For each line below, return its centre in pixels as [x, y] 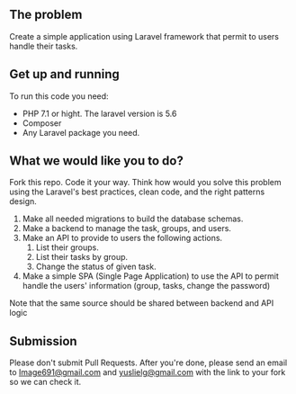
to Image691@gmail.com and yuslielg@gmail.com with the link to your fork [148, 372]
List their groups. [67, 247]
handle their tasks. [44, 46]
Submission [44, 341]
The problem [46, 15]
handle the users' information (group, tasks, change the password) [146, 286]
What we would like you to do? [97, 161]
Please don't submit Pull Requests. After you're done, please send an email [148, 363]
